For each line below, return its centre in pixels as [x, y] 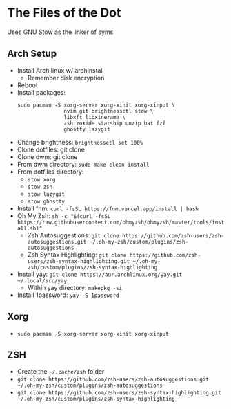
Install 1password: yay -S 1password [68, 295]
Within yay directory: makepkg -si [75, 287]
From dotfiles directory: [50, 172]
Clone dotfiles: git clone [51, 149]
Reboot [27, 85]
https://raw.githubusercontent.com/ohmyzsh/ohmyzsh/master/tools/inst [121, 222]
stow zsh [40, 187]
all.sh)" [30, 228]
